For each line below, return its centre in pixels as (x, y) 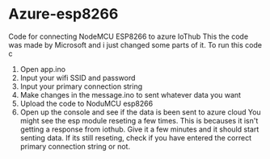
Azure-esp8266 (63, 14)
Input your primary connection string (81, 86)
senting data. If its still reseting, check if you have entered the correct (136, 137)
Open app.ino (43, 69)
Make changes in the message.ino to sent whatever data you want (130, 94)
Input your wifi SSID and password (78, 77)
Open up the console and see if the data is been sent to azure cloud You (140, 112)
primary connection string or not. (75, 146)
